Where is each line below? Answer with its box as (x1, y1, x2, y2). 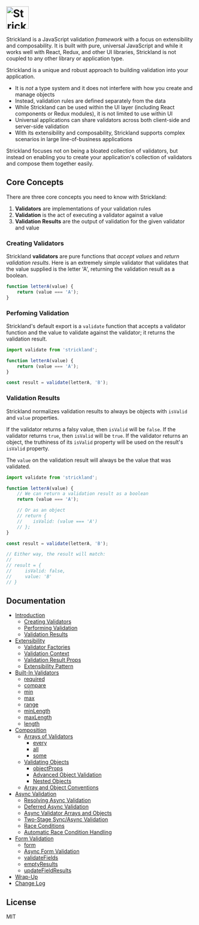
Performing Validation (23, 625, 78, 632)
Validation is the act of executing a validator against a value (14, 211, 164, 219)
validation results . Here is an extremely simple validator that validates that (6, 259, 189, 267)
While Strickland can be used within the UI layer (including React (14, 103, 175, 111)
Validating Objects (23, 759, 70, 766)
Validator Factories (23, 643, 71, 651)
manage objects (14, 91, 55, 98)
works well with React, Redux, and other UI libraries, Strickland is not (6, 48, 176, 55)
